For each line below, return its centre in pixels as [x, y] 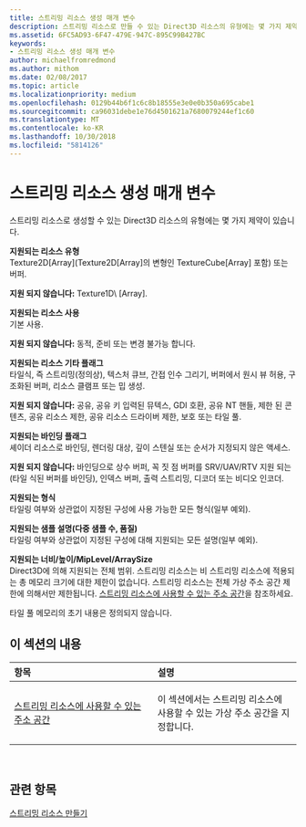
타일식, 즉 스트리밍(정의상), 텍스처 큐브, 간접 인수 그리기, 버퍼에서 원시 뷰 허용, [148, 374]
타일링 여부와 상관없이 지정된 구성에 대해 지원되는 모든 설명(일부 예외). [134, 539]
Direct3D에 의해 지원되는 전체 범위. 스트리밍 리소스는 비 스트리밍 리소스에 [140, 571]
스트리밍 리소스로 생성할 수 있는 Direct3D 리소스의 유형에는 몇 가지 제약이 [140, 220]
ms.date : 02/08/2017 [49, 78]
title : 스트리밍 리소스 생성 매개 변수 [72, 18]
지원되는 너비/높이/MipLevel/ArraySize [81, 559]
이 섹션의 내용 [46, 644]
